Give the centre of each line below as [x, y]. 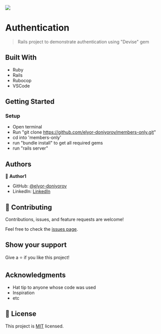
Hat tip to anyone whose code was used [54, 287]
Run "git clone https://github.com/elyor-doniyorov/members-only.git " [84, 132]
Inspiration [23, 293]
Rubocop [22, 80]
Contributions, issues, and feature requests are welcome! [65, 220]
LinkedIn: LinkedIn [31, 191]
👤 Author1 [16, 176]
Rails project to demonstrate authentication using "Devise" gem [83, 42]
